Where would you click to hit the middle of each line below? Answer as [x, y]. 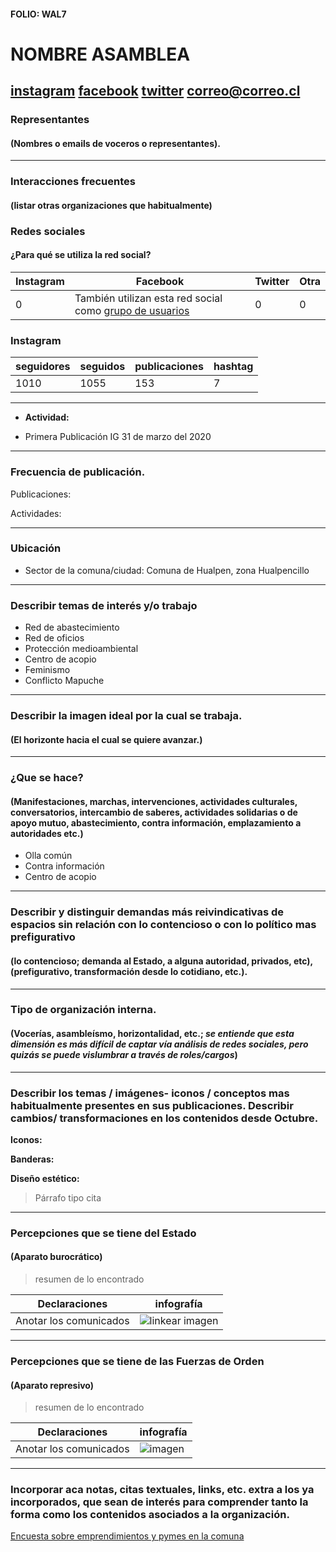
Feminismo [47, 670]
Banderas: [32, 1159]
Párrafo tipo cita [68, 1197]
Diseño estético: [45, 1178]
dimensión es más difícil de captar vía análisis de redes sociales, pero [159, 1044]
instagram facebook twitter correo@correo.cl [155, 91]
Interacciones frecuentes [73, 182]
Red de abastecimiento [72, 627]
